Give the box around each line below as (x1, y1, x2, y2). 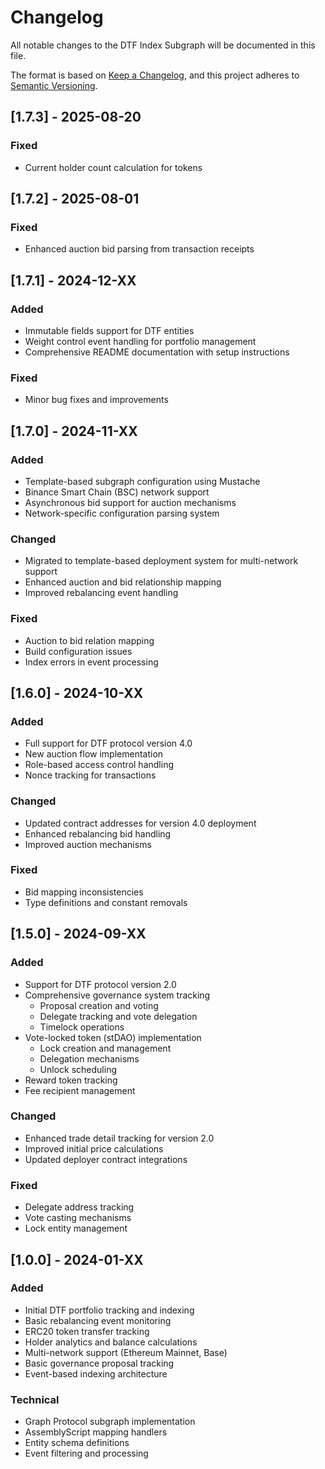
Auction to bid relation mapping (24, 634, 155, 646)
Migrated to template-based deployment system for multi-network (24, 555, 299, 567)
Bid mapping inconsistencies (24, 886, 144, 898)
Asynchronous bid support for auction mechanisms (24, 496, 237, 508)
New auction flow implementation (24, 748, 164, 760)
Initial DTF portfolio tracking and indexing (24, 1304, 195, 1316)
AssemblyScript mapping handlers (24, 1426, 168, 1438)
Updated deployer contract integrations (24, 1153, 188, 1165)
